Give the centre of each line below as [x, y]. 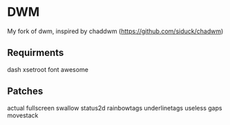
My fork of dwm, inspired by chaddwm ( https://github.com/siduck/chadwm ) [115, 31]
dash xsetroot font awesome [48, 69]
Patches [25, 92]
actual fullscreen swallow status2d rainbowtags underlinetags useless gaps [115, 108]
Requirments [36, 53]
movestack [23, 115]
